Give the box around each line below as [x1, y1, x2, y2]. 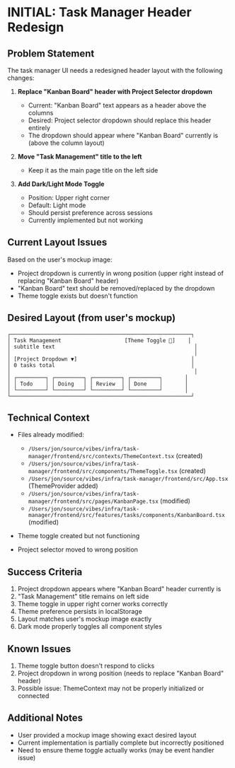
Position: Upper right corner [28, 194, 110, 202]
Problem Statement [7, 47, 95, 59]
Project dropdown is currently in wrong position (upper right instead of [17, 269, 224, 277]
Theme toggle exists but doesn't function [17, 291, 138, 300]
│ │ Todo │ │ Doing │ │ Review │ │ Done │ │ [7, 380, 189, 388]
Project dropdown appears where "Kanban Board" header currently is [17, 585, 222, 593]
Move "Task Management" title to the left [17, 153, 142, 161]
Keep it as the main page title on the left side [28, 166, 159, 174]
